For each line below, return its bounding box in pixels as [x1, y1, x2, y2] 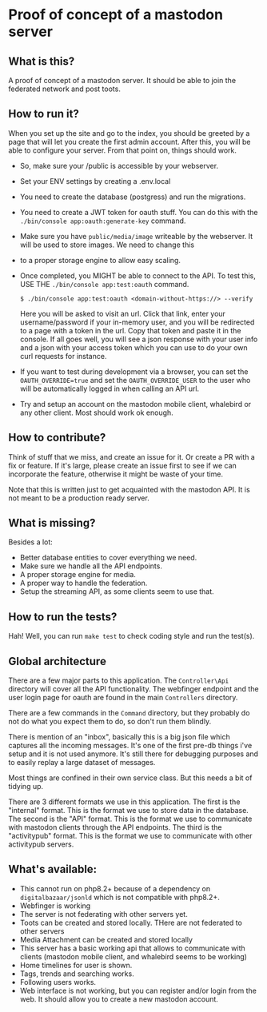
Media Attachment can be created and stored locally [19, 934, 193, 944]
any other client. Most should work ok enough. [19, 408, 173, 417]
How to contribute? [8, 431, 106, 444]
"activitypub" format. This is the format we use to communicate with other [8, 831, 253, 841]
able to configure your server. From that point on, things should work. [8, 145, 237, 155]
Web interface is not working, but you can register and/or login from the [19, 986, 257, 995]
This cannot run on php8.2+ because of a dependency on [19, 883, 210, 893]
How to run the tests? [8, 610, 118, 624]
